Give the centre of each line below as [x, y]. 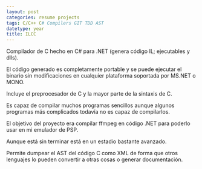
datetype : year [25, 29]
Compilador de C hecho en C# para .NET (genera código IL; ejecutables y [98, 51]
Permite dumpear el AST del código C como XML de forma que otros [92, 153]
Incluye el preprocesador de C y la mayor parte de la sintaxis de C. [89, 94]
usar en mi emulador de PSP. [42, 130]
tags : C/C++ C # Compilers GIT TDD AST [55, 23]
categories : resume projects [43, 17]
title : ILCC [21, 34]
